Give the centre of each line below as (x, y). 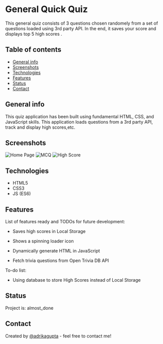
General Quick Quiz (47, 9)
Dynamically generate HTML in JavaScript (56, 251)
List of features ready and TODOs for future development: (65, 222)
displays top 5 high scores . (34, 34)
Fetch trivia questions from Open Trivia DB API (61, 261)
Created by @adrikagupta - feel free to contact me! (58, 336)
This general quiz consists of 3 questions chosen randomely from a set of (82, 23)
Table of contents (33, 50)
